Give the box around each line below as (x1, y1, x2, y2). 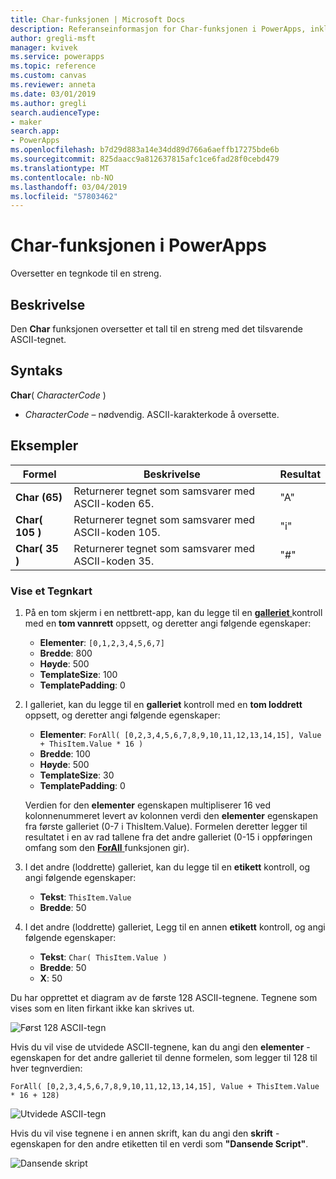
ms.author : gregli (10, 98, 87, 108)
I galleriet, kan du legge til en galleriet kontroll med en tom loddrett (24, 698, 303, 710)
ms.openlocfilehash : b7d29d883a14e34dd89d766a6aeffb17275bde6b (10, 145, 280, 155)
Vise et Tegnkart (10, 584, 93, 598)
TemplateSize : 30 (39, 769, 115, 781)
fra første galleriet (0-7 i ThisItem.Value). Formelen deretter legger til (24, 820, 308, 832)
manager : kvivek (10, 42, 78, 53)
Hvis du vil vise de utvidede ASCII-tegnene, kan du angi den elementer (10, 1041, 305, 1053)
